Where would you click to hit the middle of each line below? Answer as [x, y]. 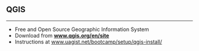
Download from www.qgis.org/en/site [62, 35]
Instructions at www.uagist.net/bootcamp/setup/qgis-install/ [88, 42]
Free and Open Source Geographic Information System [82, 29]
